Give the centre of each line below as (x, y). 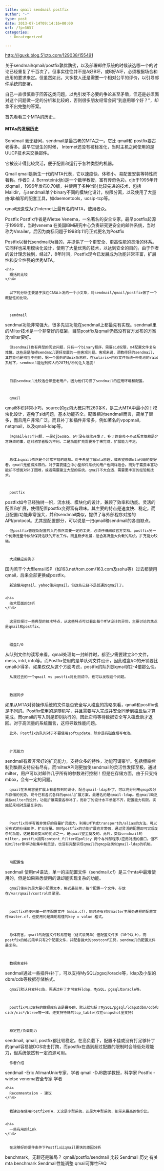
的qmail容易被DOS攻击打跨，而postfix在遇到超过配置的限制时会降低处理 (78, 1046)
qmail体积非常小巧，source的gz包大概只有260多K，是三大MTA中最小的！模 (81, 408)
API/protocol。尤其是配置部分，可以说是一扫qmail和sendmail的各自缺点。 (79, 521)
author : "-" (17, 14)
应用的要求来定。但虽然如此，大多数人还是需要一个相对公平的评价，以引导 (80, 77)
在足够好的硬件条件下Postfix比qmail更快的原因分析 (55, 1147)
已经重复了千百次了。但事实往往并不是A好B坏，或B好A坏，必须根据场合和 (83, 71)
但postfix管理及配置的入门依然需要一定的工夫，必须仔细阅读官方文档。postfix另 (81, 531)
